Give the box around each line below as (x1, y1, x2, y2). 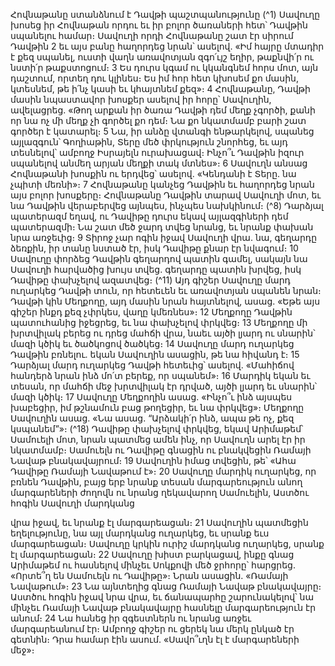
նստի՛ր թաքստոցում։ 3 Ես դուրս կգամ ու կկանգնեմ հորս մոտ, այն (10, 62, 319, 73)
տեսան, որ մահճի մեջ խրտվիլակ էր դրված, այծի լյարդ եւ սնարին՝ (10, 380, 318, 392)
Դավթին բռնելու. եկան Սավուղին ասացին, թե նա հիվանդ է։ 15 (10, 349, 300, 360)
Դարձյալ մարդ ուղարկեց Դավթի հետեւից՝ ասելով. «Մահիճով (10, 359, 295, 371)
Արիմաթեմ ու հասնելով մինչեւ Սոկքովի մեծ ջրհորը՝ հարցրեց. (10, 559, 296, 571)
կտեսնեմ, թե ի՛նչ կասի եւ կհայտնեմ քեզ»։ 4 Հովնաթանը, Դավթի (10, 83, 311, 94)
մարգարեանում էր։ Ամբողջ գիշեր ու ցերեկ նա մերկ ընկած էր (10, 623, 295, 634)
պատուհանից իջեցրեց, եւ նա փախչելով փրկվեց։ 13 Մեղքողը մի (10, 317, 308, 328)
